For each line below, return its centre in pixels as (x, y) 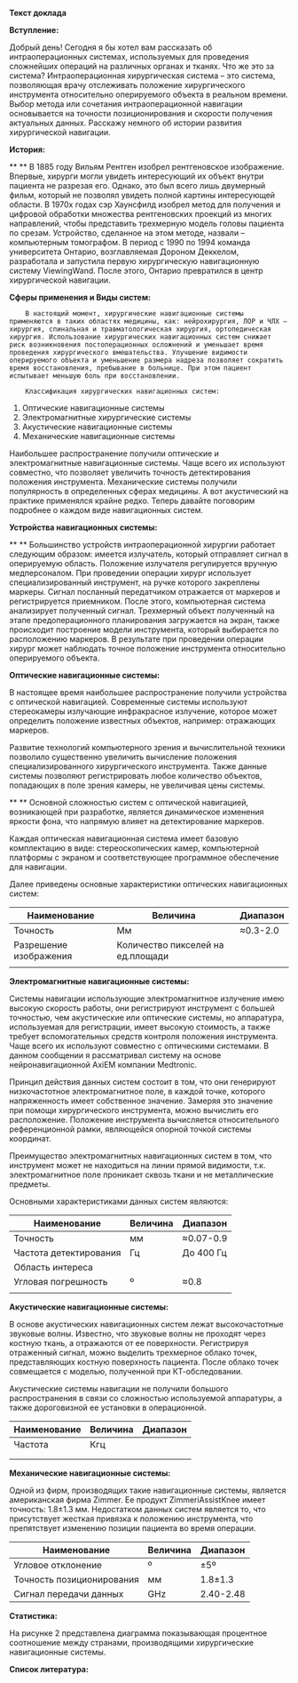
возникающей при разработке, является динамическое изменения (137, 812)
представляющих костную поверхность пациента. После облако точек (144, 1362)
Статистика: (33, 1616)
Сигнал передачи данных (69, 1594)
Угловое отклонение (58, 1565)
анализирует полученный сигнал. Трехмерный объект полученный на (142, 611)
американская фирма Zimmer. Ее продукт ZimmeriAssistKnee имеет (137, 1500)
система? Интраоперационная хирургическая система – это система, (142, 76)
